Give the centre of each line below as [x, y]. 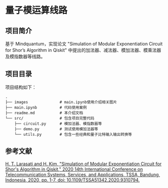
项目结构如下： [21, 87]
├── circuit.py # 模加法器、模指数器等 [58, 124]
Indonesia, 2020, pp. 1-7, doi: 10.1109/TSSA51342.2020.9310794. [73, 180]
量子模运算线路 [36, 10]
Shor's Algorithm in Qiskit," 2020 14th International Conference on [74, 169]
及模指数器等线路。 [25, 57]
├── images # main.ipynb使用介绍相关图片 [61, 102]
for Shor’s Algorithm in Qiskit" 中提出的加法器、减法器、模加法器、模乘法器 [83, 50]
